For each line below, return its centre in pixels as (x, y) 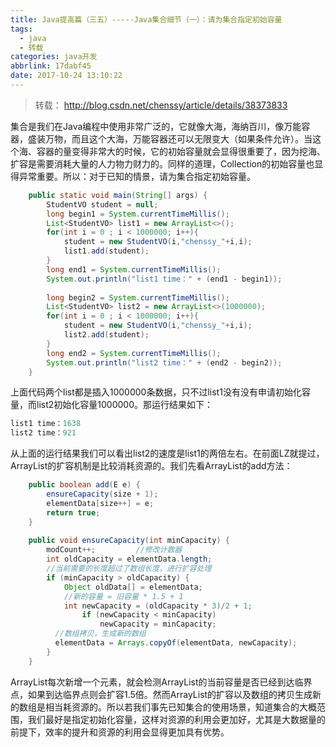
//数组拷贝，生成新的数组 (100, 634)
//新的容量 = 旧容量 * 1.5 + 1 (123, 596)
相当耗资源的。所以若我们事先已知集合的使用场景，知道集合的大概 (180, 707)
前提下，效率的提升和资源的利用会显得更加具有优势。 (120, 732)
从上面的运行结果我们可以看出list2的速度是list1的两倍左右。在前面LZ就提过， (167, 453)
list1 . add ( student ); (106, 251)
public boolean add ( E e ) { (84, 485)
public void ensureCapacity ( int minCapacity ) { (129, 541)
